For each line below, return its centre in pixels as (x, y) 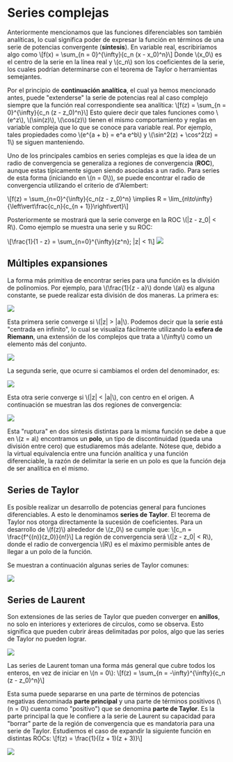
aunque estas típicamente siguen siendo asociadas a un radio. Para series (114, 170)
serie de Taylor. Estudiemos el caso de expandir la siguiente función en (109, 731)
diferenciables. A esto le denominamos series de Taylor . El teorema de (109, 514)
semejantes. (25, 76)
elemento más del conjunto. (47, 344)
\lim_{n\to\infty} (190, 199)
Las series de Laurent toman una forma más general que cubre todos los (111, 666)
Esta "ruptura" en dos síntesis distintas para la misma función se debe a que (116, 431)
